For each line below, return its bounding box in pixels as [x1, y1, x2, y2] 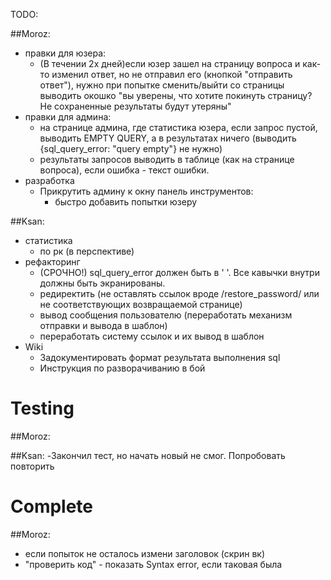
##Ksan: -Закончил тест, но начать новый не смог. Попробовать [10, 449, 286, 461]
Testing [10, 397, 75, 420]
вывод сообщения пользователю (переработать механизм [39, 309, 293, 321]
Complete [10, 495, 94, 518]
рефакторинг [24, 256, 81, 268]
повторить [10, 460, 55, 472]
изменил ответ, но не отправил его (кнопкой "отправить [51, 69, 293, 80]
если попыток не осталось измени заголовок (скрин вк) [24, 547, 265, 559]
